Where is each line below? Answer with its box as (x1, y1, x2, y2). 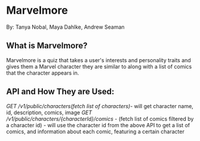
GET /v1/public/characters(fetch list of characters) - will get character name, (6, 102, 194, 109)
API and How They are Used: (6, 87, 115, 97)
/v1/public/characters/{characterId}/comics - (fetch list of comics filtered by (6, 115, 194, 122)
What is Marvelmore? (6, 41, 88, 51)
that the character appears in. (6, 69, 79, 76)
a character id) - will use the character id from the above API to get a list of (6, 121, 190, 128)
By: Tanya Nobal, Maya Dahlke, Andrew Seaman (6, 23, 125, 30)
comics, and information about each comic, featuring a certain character (6, 128, 185, 135)
